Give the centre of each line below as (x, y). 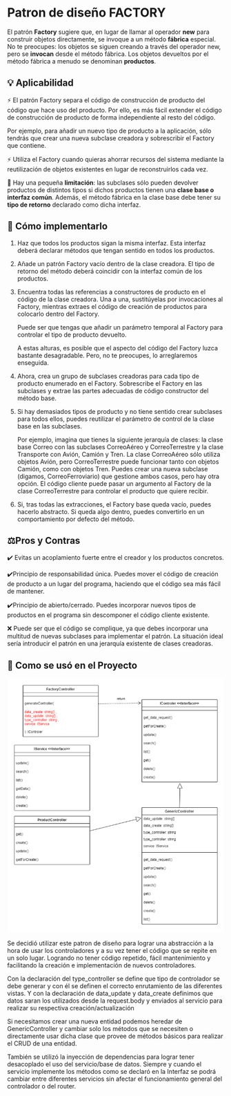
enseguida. (33, 362)
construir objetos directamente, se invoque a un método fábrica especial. (111, 39)
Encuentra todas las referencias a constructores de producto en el (111, 292)
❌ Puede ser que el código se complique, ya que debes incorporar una (108, 629)
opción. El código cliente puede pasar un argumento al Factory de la (114, 483)
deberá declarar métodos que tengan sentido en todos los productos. (116, 250)
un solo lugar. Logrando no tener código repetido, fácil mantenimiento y (109, 958)
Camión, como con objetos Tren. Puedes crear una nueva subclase (112, 469)
